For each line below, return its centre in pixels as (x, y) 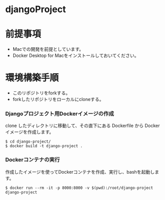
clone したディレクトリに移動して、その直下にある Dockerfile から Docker (82, 126)
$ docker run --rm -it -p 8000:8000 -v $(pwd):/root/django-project (79, 188)
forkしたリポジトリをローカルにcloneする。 (58, 99)
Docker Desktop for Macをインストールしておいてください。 (76, 56)
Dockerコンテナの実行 (32, 160)
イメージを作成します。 (30, 132)
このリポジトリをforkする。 (41, 93)
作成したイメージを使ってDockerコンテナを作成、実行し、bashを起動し (80, 172)
